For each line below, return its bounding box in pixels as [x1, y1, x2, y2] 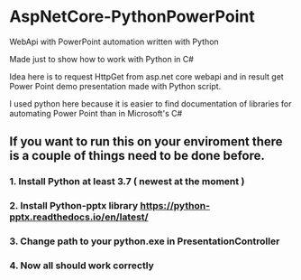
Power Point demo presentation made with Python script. [9, 80, 222, 91]
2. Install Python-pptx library [9, 200, 139, 212]
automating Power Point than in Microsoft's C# [9, 107, 183, 118]
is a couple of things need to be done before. [9, 148, 266, 163]
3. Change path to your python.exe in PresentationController [9, 235, 280, 247]
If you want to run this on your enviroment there [9, 134, 283, 150]
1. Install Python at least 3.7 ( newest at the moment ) [9, 175, 245, 188]
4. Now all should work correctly [9, 259, 155, 272]
